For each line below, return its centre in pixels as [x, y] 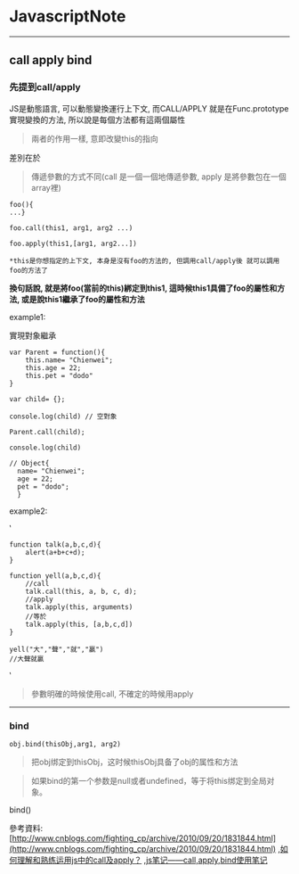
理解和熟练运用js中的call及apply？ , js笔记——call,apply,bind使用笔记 [142, 860]
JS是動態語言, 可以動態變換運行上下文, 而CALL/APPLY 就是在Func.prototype [149, 108]
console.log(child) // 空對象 [63, 416]
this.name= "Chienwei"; [69, 360]
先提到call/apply [45, 87]
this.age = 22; [53, 367]
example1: [28, 317]
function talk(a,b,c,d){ [55, 544]
